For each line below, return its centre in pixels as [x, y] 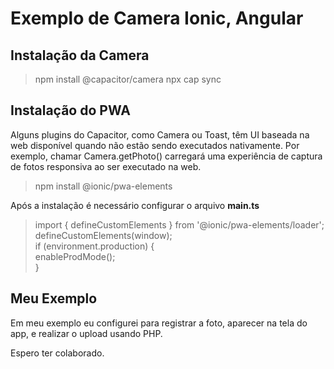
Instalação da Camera [80, 55]
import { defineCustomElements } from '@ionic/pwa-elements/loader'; [179, 224]
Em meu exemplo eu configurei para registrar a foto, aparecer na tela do [159, 323]
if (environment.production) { [94, 246]
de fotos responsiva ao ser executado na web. [106, 166]
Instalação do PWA [70, 110]
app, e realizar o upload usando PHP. [86, 333]
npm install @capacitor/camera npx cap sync [128, 79]
